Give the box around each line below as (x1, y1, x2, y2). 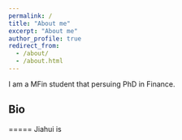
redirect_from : (8, 42, 60, 50)
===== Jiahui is (8, 124, 63, 134)
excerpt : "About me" (8, 27, 79, 35)
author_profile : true (8, 34, 82, 43)
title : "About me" (8, 19, 71, 28)
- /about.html (15, 57, 63, 66)
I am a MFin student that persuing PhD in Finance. (8, 78, 176, 89)
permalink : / (8, 11, 53, 20)
